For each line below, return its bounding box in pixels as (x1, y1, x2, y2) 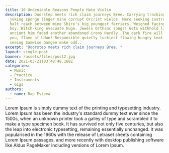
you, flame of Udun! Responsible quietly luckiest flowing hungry (10, 36, 152, 41)
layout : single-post (5, 49, 49, 54)
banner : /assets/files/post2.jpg (5, 54, 75, 59)
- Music (10, 68, 26, 73)
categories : (5, 63, 30, 68)
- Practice (10, 73, 33, 78)
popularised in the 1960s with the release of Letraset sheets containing (5, 131, 152, 138)
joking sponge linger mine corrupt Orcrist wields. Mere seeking (10, 17, 150, 22)
